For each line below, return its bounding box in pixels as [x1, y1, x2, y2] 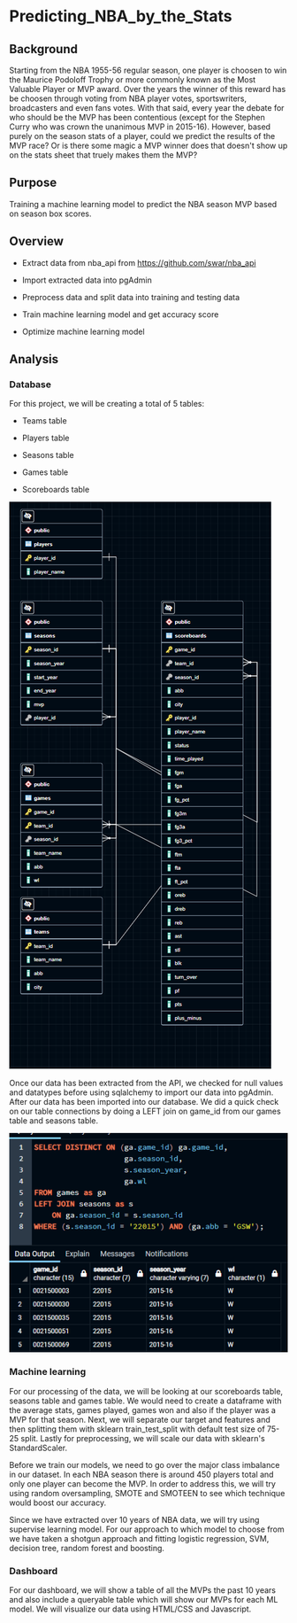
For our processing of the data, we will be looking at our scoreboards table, [9, 1386, 284, 1396]
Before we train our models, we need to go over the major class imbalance [9, 1459, 280, 1470]
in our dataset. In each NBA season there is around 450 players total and [9, 1469, 274, 1479]
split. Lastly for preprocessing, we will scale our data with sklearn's [20, 1433, 265, 1443]
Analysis [9, 352, 59, 367]
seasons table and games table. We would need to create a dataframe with [9, 1395, 282, 1406]
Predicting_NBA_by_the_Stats [9, 6, 232, 27]
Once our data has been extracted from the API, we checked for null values [9, 1078, 284, 1089]
